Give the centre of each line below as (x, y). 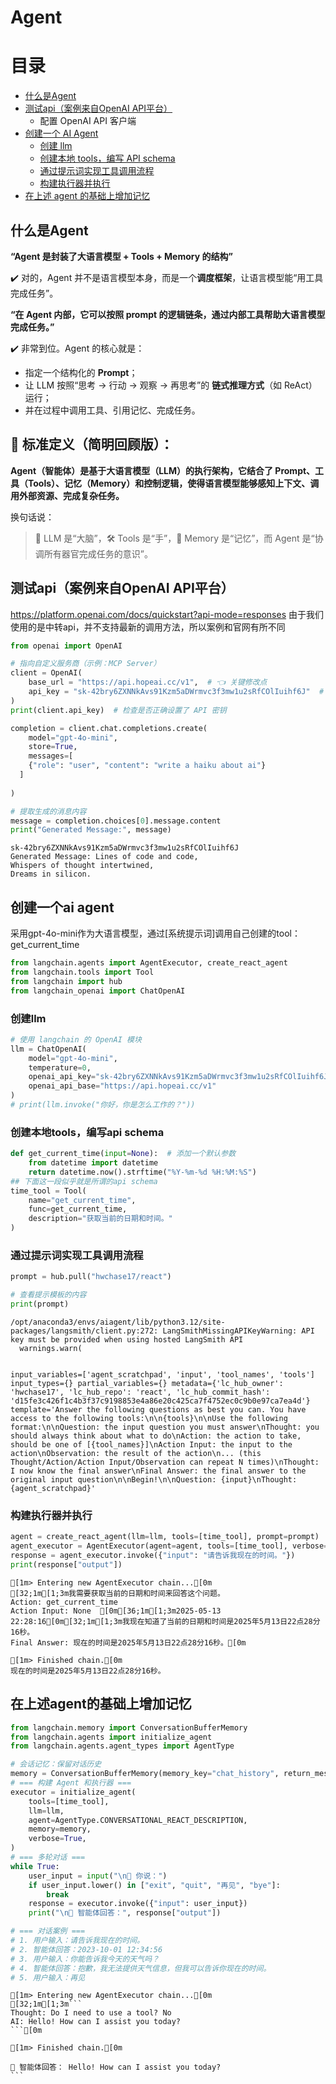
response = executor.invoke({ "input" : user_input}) (138, 1904)
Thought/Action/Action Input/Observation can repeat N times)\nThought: (165, 1462)
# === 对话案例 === (48, 1931)
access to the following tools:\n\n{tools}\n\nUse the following (149, 1419)
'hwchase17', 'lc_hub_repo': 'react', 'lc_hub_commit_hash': (140, 1392)
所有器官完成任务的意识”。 (98, 553)
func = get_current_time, (78, 1209)
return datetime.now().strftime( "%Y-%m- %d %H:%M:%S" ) (142, 1172)
